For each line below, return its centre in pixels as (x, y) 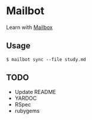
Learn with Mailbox (30, 27)
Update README (35, 92)
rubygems (27, 111)
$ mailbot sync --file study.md (46, 59)
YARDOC (26, 98)
